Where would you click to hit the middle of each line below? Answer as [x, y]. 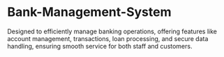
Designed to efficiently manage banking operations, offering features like [112, 31]
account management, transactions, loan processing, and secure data [108, 38]
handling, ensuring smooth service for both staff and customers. [100, 46]
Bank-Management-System [89, 12]
